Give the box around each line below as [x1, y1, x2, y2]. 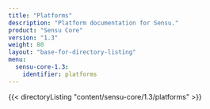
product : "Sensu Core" [8, 26, 83, 34]
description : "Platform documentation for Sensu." [8, 19, 179, 27]
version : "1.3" [8, 33, 59, 42]
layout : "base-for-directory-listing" [8, 48, 136, 56]
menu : [8, 56, 26, 64]
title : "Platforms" [8, 11, 73, 20]
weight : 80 [8, 41, 44, 49]
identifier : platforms [22, 70, 97, 78]
